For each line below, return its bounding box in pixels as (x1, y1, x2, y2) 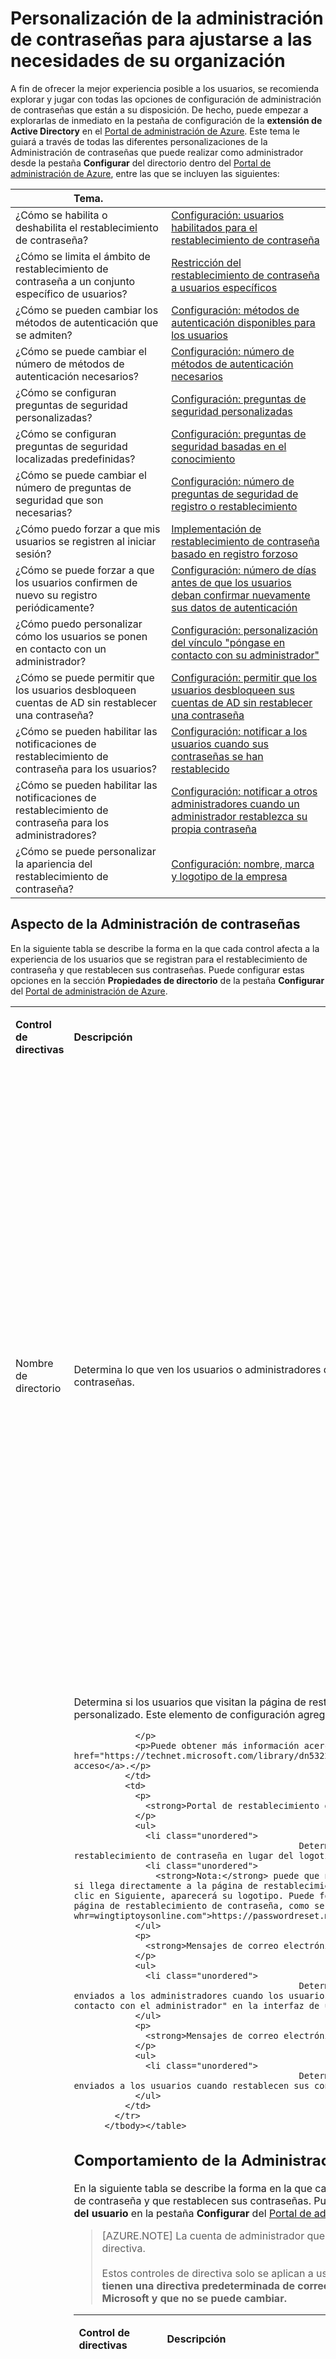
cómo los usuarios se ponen (15, 629, 148, 643)
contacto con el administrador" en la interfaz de (73, 2000, 320, 2011)
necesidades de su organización (10, 50, 286, 72)
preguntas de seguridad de (171, 487, 299, 501)
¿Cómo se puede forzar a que (15, 563, 155, 577)
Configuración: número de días (171, 563, 317, 577)
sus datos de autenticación (171, 600, 298, 614)
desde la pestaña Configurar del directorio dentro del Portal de (10, 157, 272, 169)
